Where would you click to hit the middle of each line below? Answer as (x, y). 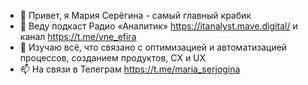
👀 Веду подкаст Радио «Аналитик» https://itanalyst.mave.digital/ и (158, 26)
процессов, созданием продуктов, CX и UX (113, 58)
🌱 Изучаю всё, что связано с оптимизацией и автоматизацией (153, 47)
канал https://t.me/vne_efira (78, 36)
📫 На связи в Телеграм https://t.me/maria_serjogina (130, 69)
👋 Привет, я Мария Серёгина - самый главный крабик (135, 15)
